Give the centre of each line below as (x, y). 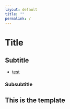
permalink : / (18, 18)
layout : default (21, 9)
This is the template (35, 100)
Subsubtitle (19, 84)
